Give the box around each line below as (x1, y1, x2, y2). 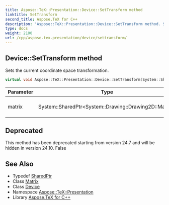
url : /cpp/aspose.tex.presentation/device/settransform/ (5, 36, 127, 41)
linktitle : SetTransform (5, 12, 57, 17)
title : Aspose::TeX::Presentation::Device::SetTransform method (5, 7, 143, 13)
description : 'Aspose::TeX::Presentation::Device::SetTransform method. (5, 21, 161, 27)
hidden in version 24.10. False (5, 145, 66, 151)
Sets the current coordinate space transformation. (5, 67, 109, 73)
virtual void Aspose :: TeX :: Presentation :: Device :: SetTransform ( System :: (5, 77, 161, 82)
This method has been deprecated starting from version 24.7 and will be (5, 140, 155, 146)
